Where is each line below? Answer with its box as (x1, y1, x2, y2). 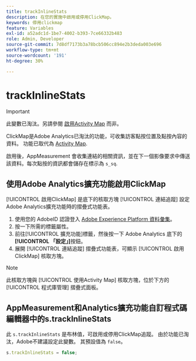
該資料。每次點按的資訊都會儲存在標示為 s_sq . (6, 160, 118, 167)
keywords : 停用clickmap (6, 19, 63, 25)
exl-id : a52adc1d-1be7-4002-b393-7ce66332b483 (6, 31, 122, 37)
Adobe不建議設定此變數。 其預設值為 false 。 (16, 338, 127, 345)
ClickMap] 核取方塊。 (14, 252, 67, 260)
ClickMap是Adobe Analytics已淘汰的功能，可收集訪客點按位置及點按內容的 (6, 133, 187, 140)
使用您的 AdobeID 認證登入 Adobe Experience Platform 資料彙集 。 (14, 216, 175, 223)
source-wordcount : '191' (6, 52, 67, 58)
